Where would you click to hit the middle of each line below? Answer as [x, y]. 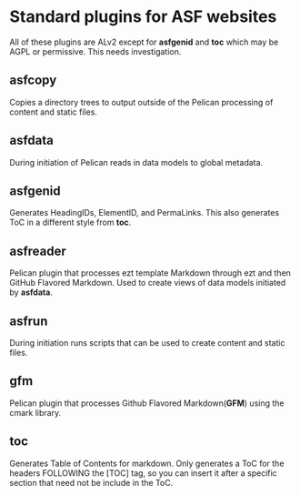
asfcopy [33, 81]
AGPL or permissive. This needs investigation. [95, 51]
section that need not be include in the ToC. [91, 482]
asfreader [38, 251]
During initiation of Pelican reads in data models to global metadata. [136, 162]
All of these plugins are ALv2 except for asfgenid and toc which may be [144, 42]
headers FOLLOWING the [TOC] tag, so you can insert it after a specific [143, 473]
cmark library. [35, 412]
